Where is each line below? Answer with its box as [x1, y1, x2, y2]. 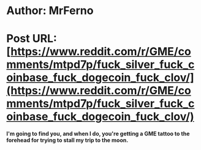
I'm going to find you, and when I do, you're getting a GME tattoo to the [6, 130, 190, 138]
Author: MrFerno [6, 4, 94, 18]
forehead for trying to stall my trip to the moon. [6, 137, 129, 144]
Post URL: [6, 32, 57, 46]
